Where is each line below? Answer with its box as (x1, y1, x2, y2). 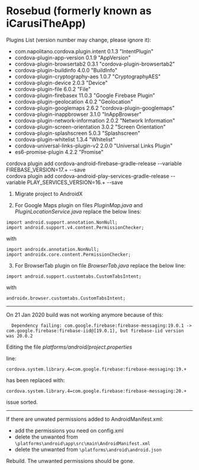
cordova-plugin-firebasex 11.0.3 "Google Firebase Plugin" (14, 92, 156, 99)
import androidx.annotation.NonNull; (6, 246, 99, 252)
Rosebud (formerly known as (6, 4, 152, 18)
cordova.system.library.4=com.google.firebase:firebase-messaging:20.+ (6, 388, 187, 394)
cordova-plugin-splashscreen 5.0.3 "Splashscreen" (14, 129, 140, 137)
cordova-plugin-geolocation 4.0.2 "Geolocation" (14, 98, 133, 105)
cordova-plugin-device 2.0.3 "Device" (14, 79, 108, 86)
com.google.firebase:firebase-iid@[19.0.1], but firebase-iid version (6, 327, 184, 334)
